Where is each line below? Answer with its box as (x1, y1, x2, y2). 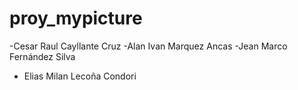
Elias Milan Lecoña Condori (23, 70, 137, 82)
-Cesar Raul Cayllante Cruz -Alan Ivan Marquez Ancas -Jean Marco (9, 40, 288, 52)
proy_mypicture (9, 7, 143, 30)
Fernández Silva (9, 50, 76, 62)
